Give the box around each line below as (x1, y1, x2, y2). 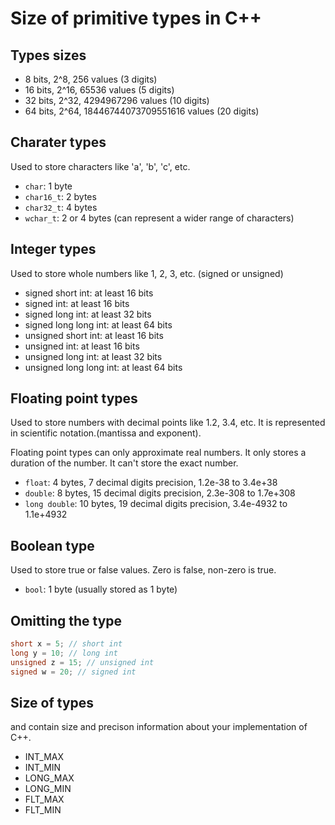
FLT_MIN (24, 804, 62, 816)
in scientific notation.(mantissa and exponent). (10, 427, 202, 439)
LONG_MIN (24, 783, 72, 795)
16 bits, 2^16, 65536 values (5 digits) (24, 84, 175, 96)
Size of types (10, 694, 95, 711)
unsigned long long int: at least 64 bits (24, 361, 183, 373)
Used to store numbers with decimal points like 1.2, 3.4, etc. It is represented (10, 417, 326, 429)
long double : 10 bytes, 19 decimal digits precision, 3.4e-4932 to (24, 498, 288, 510)
